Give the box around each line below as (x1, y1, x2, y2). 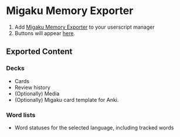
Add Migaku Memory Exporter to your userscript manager (14, 23, 155, 30)
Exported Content (6, 47, 73, 57)
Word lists (6, 111, 36, 119)
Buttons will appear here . (14, 29, 75, 36)
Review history (14, 84, 51, 91)
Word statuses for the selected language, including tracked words (14, 124, 174, 131)
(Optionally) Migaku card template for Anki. (14, 96, 119, 103)
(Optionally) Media (14, 90, 60, 97)
